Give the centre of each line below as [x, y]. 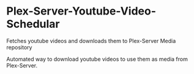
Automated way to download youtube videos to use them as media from [97, 59]
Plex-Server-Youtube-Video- [81, 11]
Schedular [33, 24]
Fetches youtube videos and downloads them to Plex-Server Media [91, 41]
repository [19, 47]
